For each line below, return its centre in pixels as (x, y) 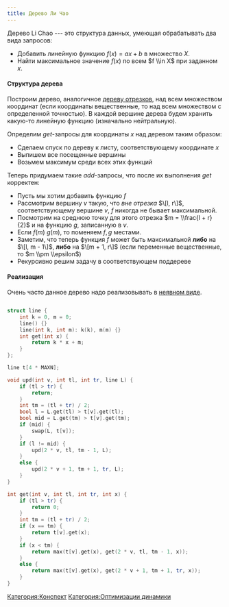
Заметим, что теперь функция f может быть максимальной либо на (116, 239)
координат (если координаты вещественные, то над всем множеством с (114, 106)
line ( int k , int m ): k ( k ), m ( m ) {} (70, 330)
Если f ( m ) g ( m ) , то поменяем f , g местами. (79, 232)
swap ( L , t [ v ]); (53, 431)
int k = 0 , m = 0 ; (46, 317)
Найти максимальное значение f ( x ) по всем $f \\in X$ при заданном (117, 61)
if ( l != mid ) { (43, 444)
